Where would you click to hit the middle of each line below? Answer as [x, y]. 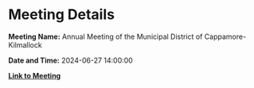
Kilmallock [25, 44]
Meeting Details [62, 15]
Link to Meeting [35, 75]
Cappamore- [225, 36]
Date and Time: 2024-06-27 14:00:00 [70, 60]
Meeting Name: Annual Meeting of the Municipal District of [106, 36]
